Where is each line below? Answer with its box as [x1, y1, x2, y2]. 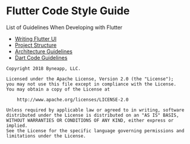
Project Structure [14, 41, 57, 49]
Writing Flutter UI [14, 35, 57, 42]
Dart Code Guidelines [14, 54, 68, 61]
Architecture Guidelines [14, 47, 73, 55]
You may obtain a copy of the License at [6, 86, 110, 92]
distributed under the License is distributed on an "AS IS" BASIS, [6, 112, 179, 118]
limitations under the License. [6, 133, 86, 139]
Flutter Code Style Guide [6, 4, 130, 18]
